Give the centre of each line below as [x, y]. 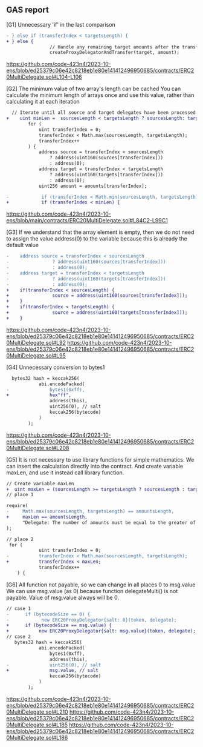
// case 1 [19, 608]
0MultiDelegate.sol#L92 [36, 342]
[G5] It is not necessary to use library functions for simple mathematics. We [100, 459]
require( [17, 506]
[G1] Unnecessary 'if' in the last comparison [61, 24]
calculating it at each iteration [43, 102]
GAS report [28, 10]
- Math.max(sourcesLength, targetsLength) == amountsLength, [90, 511]
